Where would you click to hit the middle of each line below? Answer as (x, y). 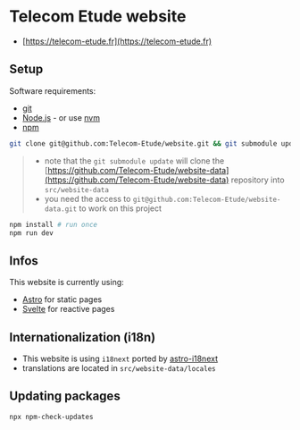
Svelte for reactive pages (68, 309)
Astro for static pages (62, 299)
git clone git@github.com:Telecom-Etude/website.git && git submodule (143, 143)
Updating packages (65, 396)
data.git (61, 209)
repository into (258, 180)
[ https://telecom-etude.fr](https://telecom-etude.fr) (117, 41)
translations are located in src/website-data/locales (119, 368)
